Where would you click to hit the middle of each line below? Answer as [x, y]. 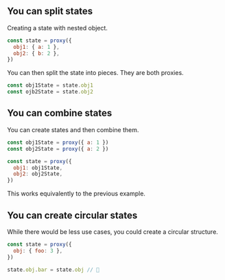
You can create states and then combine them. [73, 129]
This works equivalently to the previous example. [76, 194]
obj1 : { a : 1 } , [36, 47]
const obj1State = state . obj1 [50, 85]
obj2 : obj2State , [38, 174]
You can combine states [60, 113]
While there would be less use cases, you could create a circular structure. [113, 231]
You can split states [50, 11]
